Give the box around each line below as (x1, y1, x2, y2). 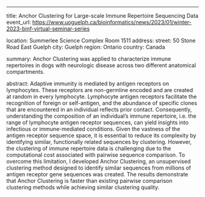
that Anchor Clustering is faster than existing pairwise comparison (6, 177, 173, 184)
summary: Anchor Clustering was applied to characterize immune (6, 56, 171, 62)
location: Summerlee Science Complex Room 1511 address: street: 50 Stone (6, 37, 196, 44)
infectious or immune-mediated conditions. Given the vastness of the (6, 126, 181, 132)
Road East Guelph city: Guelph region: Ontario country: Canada (6, 43, 166, 51)
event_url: (6, 19, 32, 26)
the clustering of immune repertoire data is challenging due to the (6, 145, 171, 152)
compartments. (6, 68, 45, 75)
